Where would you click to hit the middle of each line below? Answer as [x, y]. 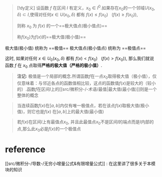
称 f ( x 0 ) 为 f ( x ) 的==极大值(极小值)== [51, 37]
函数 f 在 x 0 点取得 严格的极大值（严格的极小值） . [54, 66]
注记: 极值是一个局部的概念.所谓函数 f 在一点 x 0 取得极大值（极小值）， [85, 77]
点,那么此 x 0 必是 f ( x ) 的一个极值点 [49, 129]
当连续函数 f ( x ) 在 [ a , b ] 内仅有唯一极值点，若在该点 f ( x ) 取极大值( [79, 105]
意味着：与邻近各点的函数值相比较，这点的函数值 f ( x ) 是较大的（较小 [89, 83]
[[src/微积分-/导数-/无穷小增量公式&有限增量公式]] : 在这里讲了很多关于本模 [80, 163]
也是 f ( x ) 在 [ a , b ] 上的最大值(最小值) [70, 112]
